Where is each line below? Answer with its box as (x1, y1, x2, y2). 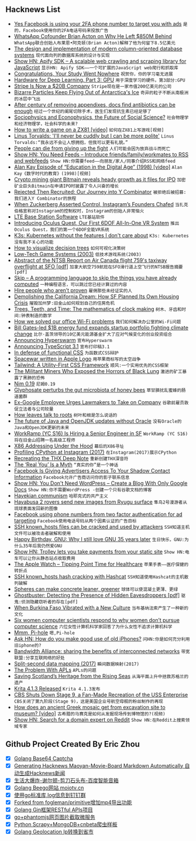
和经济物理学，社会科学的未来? (13, 121, 78, 127)
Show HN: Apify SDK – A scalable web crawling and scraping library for (13, 57, 187, 64)
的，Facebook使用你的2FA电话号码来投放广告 (13, 28, 109, 33)
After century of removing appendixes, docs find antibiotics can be (13, 101, 176, 108)
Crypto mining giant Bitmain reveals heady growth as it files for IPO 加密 (13, 176, 186, 183)
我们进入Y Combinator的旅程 (13, 196, 77, 201)
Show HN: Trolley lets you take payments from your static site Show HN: (13, 548, 185, 555)
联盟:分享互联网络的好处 (13, 655, 65, 661)
